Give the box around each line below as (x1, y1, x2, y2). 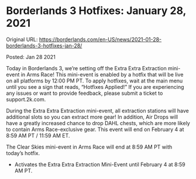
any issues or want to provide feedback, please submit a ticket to (6, 89, 163, 97)
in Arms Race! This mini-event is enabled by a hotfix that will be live (20, 71, 184, 78)
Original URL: (6, 36, 38, 43)
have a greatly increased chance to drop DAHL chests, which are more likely (6, 119, 190, 126)
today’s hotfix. (6, 149, 40, 156)
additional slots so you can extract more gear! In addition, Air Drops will (6, 113, 178, 121)
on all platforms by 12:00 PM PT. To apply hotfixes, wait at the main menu (6, 77, 183, 84)
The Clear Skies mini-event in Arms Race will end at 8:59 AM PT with (6, 143, 173, 150)
